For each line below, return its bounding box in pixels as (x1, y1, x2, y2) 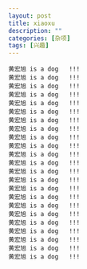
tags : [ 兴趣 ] (8, 42, 49, 50)
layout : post (8, 11, 52, 20)
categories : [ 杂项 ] (8, 34, 71, 43)
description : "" (8, 26, 62, 35)
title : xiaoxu (8, 19, 56, 27)
